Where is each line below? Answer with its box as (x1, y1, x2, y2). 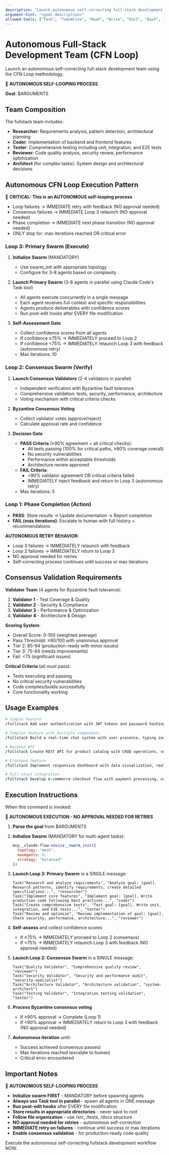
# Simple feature (5, 717, 42, 722)
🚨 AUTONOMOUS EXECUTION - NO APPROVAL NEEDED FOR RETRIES (5, 814, 153, 820)
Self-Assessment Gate (12, 320, 61, 326)
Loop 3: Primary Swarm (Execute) (5, 243, 90, 250)
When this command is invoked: (5, 804, 71, 810)
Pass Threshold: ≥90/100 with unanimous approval (12, 637, 118, 643)
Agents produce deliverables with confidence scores (20, 305, 130, 311)
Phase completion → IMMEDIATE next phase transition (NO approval (12, 220, 154, 226)
